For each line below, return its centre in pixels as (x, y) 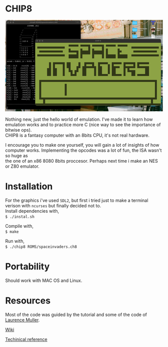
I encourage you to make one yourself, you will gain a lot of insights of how (82, 145)
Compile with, (19, 226)
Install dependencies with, (32, 211)
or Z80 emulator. (22, 166)
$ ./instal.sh (20, 217)
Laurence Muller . (22, 320)
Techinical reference (26, 339)
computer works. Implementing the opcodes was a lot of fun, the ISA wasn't (83, 150)
